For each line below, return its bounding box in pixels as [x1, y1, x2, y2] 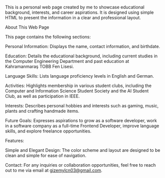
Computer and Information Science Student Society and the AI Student [5, 88, 149, 93]
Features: [5, 138, 25, 143]
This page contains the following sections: [5, 34, 91, 40]
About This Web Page [5, 24, 49, 30]
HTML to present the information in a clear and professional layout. [5, 15, 141, 20]
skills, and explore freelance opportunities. [5, 128, 92, 134]
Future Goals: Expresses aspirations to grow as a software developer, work [5, 118, 157, 123]
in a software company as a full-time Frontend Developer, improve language [5, 123, 159, 129]
